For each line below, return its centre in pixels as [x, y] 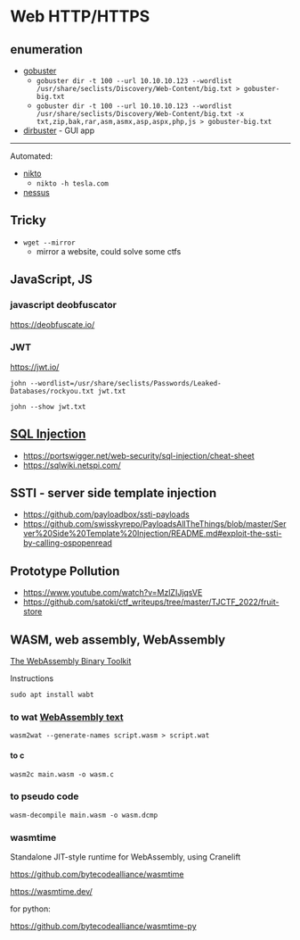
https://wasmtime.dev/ [51, 892]
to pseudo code [45, 796]
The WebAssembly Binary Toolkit [71, 661]
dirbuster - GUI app [59, 130]
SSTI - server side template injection [114, 493]
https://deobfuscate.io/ [53, 324]
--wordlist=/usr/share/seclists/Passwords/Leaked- [126, 383]
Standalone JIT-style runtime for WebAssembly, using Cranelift [126, 857]
